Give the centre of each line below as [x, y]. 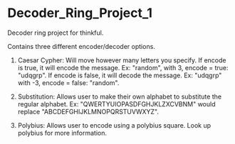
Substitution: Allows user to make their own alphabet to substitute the [120, 96]
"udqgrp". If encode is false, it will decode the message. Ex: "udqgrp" [120, 75]
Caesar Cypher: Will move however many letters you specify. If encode [122, 60]
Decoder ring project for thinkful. [56, 33]
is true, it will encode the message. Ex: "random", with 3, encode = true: [123, 67]
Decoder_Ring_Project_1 [80, 13]
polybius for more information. [62, 133]
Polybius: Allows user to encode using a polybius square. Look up [114, 125]
